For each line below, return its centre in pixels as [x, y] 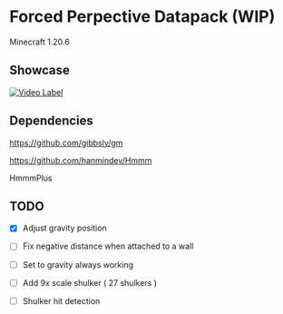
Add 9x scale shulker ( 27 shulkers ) [89, 282]
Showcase [40, 70]
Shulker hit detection [61, 300]
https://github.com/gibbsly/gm [66, 142]
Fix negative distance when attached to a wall [108, 246]
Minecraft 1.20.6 [39, 42]
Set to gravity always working [78, 264]
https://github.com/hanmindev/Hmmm [81, 160]
